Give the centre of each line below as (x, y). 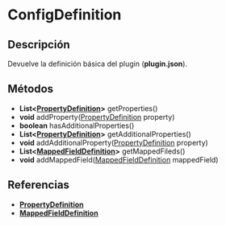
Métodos (31, 89)
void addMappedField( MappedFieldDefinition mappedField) (119, 159)
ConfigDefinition (65, 15)
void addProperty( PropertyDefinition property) (97, 117)
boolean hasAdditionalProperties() (77, 125)
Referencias (39, 185)
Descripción (39, 45)
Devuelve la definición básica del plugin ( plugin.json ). (97, 64)
